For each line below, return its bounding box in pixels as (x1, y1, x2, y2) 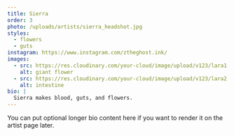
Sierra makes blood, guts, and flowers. (13, 95, 133, 102)
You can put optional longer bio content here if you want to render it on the (7, 114, 223, 122)
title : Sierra (7, 10, 49, 17)
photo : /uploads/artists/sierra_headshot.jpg (7, 23, 142, 30)
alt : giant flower (20, 68, 74, 75)
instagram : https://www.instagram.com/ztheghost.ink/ (7, 50, 168, 56)
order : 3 (7, 17, 33, 24)
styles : (7, 29, 30, 37)
